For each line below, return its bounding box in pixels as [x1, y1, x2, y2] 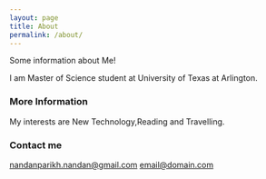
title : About [9, 22, 59, 31]
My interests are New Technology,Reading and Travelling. [9, 115, 225, 127]
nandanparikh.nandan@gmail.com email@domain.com [9, 159, 214, 170]
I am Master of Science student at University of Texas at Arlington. [9, 73, 259, 84]
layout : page [9, 13, 59, 23]
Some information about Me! [9, 55, 116, 66]
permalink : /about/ [9, 30, 84, 39]
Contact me [9, 138, 63, 151]
